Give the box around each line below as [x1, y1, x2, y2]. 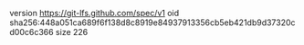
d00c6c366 [9, 27, 54, 37]
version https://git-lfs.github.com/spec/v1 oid [9, 8, 180, 18]
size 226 [55, 27, 89, 37]
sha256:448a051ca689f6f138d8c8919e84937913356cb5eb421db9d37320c [9, 17, 296, 28]
